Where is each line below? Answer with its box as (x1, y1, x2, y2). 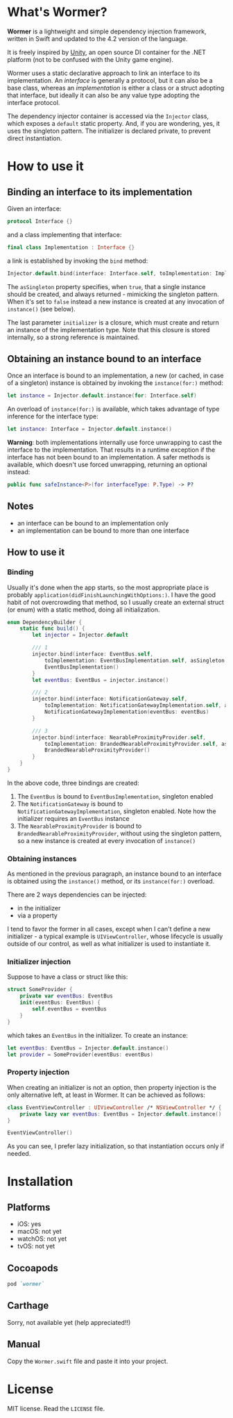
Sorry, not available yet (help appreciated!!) (7, 1318, 131, 1326)
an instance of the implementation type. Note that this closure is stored (7, 325, 210, 334)
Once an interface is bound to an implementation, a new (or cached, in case (7, 371, 224, 380)
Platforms (7, 1201, 51, 1213)
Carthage (7, 1300, 49, 1312)
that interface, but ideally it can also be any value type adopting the (7, 91, 200, 99)
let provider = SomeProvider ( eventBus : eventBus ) (7, 1051, 154, 1058)
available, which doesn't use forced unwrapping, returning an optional (7, 460, 207, 469)
